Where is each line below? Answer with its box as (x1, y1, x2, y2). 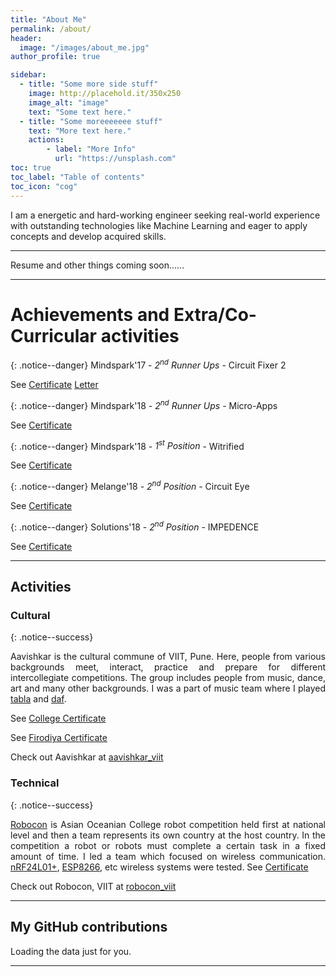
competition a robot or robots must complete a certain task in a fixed (10, 839, 326, 851)
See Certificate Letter (10, 379, 99, 391)
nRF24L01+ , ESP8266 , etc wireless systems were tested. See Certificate (10, 861, 309, 873)
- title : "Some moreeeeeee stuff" (19, 116, 163, 126)
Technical (10, 776, 60, 790)
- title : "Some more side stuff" (19, 79, 159, 90)
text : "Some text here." (28, 107, 132, 117)
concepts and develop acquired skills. (10, 230, 167, 242)
